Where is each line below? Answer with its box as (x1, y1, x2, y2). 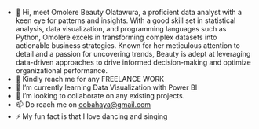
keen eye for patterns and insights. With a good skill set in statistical (15, 16, 236, 25)
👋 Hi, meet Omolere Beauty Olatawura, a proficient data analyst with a (15, 8, 242, 17)
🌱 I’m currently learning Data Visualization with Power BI (15, 83, 198, 92)
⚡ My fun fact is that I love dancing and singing (15, 112, 168, 121)
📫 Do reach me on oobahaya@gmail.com (15, 100, 151, 109)
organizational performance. (15, 66, 108, 75)
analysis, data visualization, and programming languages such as (15, 24, 227, 33)
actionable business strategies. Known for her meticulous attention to (15, 41, 241, 50)
